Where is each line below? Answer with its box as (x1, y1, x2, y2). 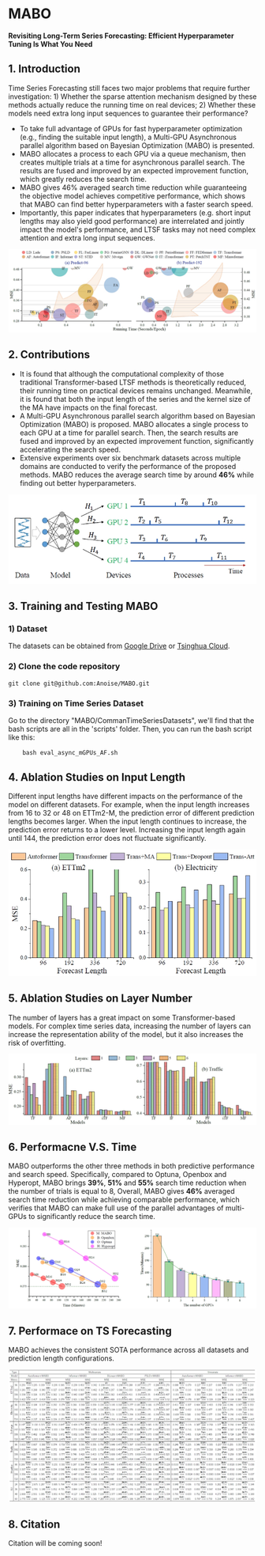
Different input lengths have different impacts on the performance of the (8, 792, 243, 801)
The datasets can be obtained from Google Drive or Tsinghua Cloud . (8, 641, 230, 650)
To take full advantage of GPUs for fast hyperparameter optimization (19, 123, 243, 133)
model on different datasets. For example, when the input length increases (8, 800, 250, 809)
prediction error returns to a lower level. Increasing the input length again (8, 825, 246, 835)
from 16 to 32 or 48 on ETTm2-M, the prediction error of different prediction (8, 808, 255, 818)
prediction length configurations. (8, 1353, 114, 1363)
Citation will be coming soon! (8, 1539, 103, 1548)
